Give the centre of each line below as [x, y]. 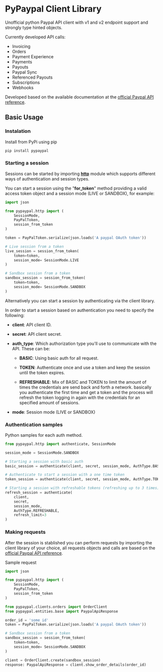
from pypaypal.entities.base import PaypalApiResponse [62, 611]
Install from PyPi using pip [31, 142]
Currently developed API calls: [35, 37]
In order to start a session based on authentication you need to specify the [80, 310]
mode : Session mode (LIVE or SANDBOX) [54, 412]
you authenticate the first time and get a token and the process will [86, 392]
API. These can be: [31, 348]
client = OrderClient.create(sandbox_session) [53, 660]
